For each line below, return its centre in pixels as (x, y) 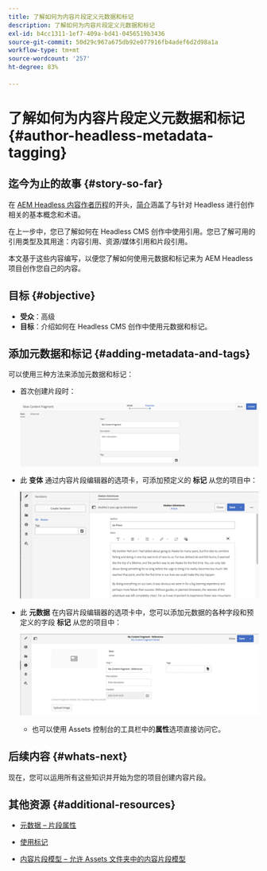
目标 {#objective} (52, 296)
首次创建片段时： (48, 391)
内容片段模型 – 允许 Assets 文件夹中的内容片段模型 (103, 859)
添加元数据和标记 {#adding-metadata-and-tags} (130, 354)
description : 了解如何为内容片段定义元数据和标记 (82, 25)
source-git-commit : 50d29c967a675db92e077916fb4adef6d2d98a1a (113, 42)
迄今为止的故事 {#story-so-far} (86, 184)
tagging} (38, 152)
